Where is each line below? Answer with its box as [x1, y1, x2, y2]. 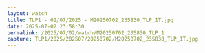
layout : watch [7, 10, 48, 17]
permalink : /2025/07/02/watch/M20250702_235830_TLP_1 [7, 29, 165, 36]
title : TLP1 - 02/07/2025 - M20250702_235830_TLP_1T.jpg [7, 17, 174, 23]
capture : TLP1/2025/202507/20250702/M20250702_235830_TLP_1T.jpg [7, 36, 198, 43]
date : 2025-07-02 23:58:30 [7, 23, 85, 30]
